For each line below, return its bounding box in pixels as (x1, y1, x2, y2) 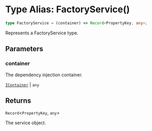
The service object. (5, 120, 46, 126)
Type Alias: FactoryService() (5, 4, 130, 15)
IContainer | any (5, 81, 39, 88)
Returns (5, 96, 32, 105)
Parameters (5, 45, 44, 53)
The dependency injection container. (5, 72, 83, 78)
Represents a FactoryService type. (5, 30, 78, 36)
